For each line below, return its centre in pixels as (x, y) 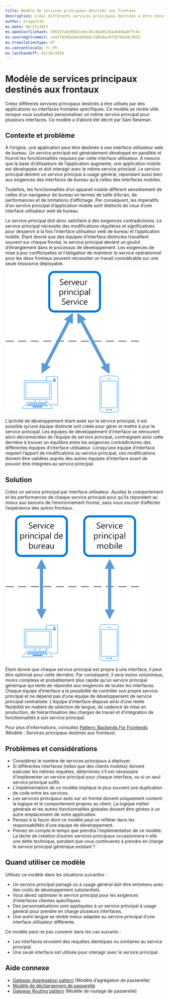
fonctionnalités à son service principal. (45, 718)
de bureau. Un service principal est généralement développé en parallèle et (83, 153)
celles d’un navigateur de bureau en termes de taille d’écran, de (71, 195)
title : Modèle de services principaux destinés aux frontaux (71, 11)
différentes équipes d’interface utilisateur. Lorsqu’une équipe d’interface (80, 448)
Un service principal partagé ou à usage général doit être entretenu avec (88, 884)
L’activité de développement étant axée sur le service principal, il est (76, 421)
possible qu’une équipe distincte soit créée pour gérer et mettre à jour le (80, 426)
